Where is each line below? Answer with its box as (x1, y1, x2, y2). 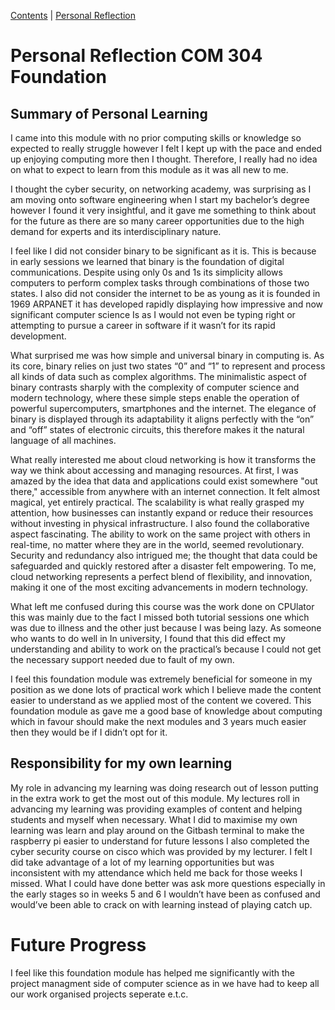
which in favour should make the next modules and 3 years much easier (10, 716, 307, 727)
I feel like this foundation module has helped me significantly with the (10, 966, 295, 979)
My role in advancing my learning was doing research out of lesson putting (10, 781, 319, 794)
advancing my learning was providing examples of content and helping (10, 803, 303, 815)
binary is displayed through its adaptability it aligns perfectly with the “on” (10, 413, 315, 425)
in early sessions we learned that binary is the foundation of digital (10, 256, 285, 267)
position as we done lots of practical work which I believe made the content (10, 684, 322, 695)
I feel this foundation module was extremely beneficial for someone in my (10, 673, 313, 685)
